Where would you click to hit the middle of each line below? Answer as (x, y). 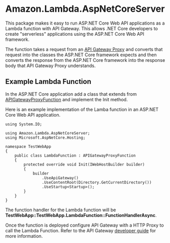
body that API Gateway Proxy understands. (51, 65)
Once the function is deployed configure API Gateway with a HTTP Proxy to (85, 225)
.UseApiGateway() (60, 178)
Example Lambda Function (48, 82)
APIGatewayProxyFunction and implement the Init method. (67, 99)
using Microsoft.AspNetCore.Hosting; (45, 138)
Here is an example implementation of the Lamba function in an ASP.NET (82, 109)
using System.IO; (24, 124)
